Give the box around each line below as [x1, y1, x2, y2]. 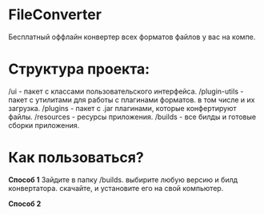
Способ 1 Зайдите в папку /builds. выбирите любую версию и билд [8, 174, 238, 185]
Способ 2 [8, 198, 42, 209]
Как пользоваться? [8, 149, 144, 167]
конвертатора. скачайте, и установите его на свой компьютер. [8, 183, 224, 193]
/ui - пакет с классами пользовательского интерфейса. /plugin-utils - [8, 86, 244, 96]
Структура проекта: [8, 60, 150, 78]
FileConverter [8, 6, 102, 24]
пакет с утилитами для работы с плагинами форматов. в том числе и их [8, 94, 255, 105]
